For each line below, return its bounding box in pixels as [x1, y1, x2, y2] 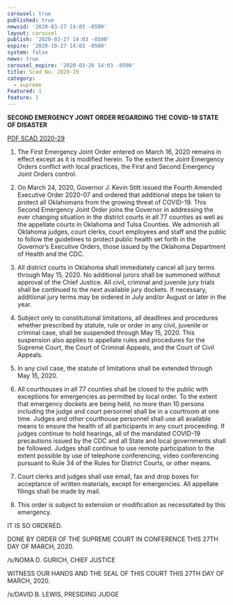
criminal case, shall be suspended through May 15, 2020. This [17, 328, 195, 337]
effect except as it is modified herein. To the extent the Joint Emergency [17, 155, 224, 163]
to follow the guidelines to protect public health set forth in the [17, 235, 196, 243]
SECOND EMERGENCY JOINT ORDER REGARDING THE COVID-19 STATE [7, 113, 219, 122]
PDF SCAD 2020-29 [7, 134, 65, 143]
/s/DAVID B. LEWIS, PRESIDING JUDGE [7, 590, 120, 598]
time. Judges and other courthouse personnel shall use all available [17, 414, 211, 423]
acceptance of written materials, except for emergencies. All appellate [17, 480, 219, 487]
